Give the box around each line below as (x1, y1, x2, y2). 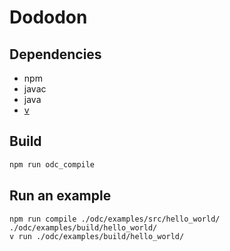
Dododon (9, 6, 88, 29)
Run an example (9, 187, 112, 205)
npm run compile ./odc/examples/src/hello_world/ (9, 214, 221, 224)
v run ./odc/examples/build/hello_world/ (9, 231, 185, 241)
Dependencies (9, 46, 102, 63)
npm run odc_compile (9, 159, 96, 170)
